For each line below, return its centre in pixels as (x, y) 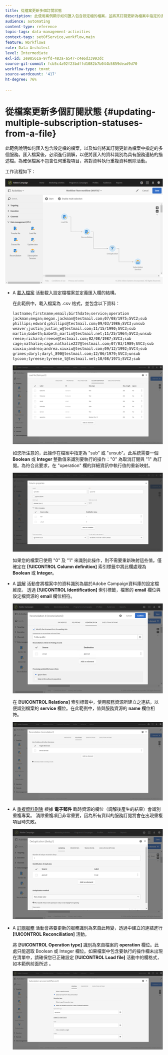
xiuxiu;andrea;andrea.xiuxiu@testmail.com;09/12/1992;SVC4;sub (80, 349)
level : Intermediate (27, 53)
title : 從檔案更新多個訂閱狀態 (33, 11)
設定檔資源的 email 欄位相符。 (43, 596)
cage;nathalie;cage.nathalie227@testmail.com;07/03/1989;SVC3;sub (83, 344)
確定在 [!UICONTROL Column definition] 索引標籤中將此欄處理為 (79, 567)
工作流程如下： (20, 171)
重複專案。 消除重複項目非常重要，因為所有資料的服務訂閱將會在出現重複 (87, 816)
